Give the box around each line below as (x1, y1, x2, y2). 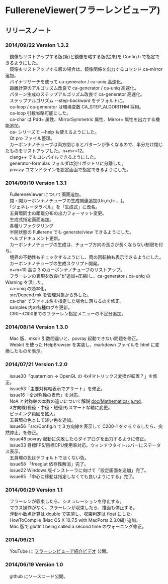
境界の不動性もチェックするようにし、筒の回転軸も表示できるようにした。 (9, 254, 164, 260)
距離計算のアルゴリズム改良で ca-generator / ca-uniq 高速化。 (9, 85, 139, 91)
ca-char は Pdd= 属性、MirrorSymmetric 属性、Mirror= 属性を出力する (9, 116, 156, 122)
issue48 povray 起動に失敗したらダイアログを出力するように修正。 (9, 435, 149, 442)
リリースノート (5, 26, 51, 35)
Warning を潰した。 (5, 279, 46, 285)
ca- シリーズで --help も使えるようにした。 (9, 129, 100, 135)
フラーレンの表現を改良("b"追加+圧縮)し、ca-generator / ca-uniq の (9, 273, 151, 279)
